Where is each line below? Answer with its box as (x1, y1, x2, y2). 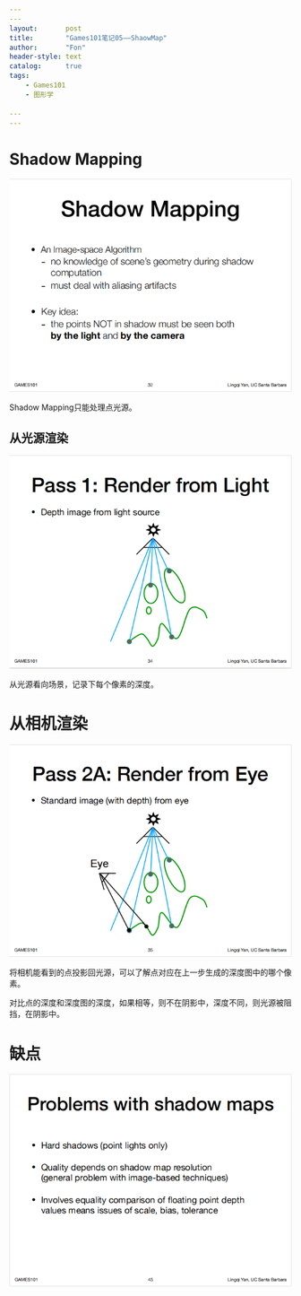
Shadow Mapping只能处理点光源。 (9, 402, 137, 413)
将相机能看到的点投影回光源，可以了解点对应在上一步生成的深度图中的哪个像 (9, 967, 292, 978)
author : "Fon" (9, 43, 87, 52)
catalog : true (9, 62, 82, 71)
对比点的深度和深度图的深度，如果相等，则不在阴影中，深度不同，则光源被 (9, 997, 284, 1008)
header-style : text (9, 52, 82, 62)
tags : (9, 72, 30, 81)
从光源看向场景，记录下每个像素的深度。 (9, 679, 159, 690)
